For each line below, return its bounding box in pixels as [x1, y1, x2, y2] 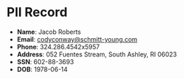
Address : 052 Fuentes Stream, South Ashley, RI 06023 [16, 50, 178, 59]
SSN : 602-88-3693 [16, 57, 74, 66]
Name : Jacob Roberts [16, 28, 81, 36]
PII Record [6, 4, 68, 20]
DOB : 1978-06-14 [16, 65, 68, 73]
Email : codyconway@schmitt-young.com [16, 35, 138, 43]
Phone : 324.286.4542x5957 [16, 42, 100, 51]
